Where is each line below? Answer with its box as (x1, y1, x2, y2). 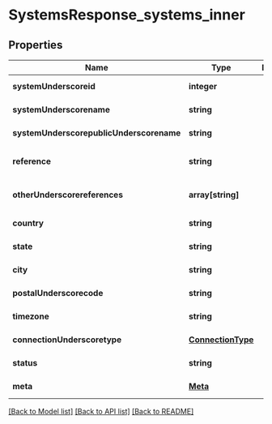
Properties (8, 38, 63, 52)
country (12, 217, 45, 229)
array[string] (189, 189, 240, 200)
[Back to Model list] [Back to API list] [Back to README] (8, 407, 194, 416)
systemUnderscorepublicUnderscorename (12, 127, 181, 139)
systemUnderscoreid (12, 81, 96, 92)
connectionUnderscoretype (12, 334, 122, 345)
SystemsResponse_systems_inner (8, 6, 245, 24)
